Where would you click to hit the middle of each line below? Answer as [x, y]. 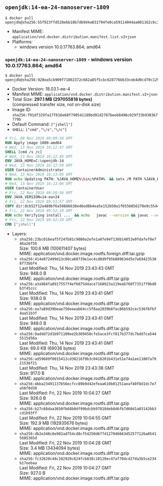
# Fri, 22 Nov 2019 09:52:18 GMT [39, 211]
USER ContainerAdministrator [34, 170]
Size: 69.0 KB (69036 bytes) [48, 348]
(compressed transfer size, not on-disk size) [56, 105]
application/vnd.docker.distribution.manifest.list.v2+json [74, 37]
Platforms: [22, 41]
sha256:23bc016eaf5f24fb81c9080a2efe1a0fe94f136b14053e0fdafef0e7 [88, 239]
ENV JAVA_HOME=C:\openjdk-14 [34, 161]
